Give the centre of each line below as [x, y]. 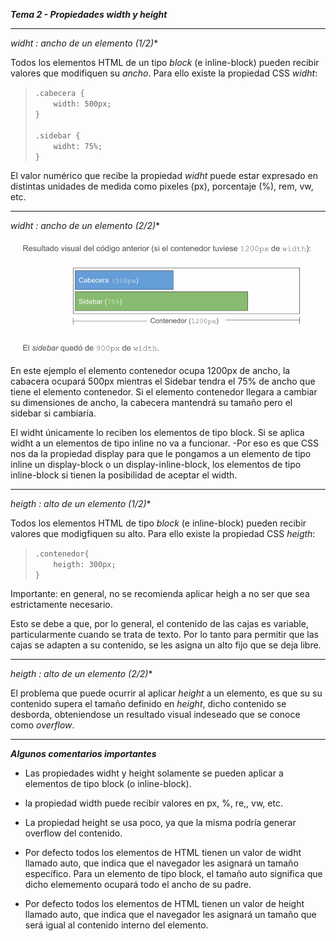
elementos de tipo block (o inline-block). [108, 783]
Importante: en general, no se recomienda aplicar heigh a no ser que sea [160, 593]
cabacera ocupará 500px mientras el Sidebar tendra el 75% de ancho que [163, 381]
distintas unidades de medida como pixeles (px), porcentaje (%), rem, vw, [162, 186]
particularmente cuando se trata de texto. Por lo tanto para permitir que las [164, 634]
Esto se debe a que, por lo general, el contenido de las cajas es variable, [159, 623]
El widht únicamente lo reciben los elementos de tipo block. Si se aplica [157, 432]
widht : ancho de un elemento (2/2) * [85, 225]
